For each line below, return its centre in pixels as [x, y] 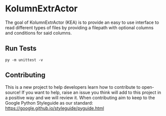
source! [13, 92]
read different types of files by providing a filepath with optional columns [79, 27]
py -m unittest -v [24, 60]
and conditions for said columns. [38, 33]
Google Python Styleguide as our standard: [49, 103]
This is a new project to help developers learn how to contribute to [73, 87]
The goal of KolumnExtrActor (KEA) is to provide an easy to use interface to [82, 22]
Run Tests [21, 48]
